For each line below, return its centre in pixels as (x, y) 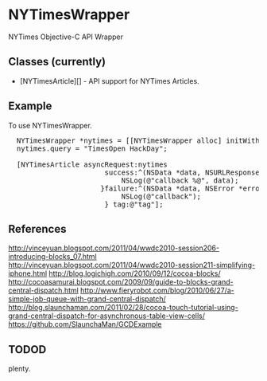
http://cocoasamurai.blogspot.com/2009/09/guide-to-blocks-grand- (121, 282)
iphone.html (28, 273)
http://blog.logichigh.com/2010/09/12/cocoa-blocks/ (135, 273)
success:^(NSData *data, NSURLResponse (182, 172)
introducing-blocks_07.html (52, 257)
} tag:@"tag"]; (134, 204)
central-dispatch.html (44, 291)
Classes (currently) (57, 62)
